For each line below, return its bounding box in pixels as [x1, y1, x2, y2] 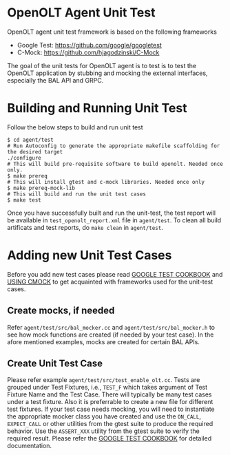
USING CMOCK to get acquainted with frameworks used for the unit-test [7, 277, 213, 286]
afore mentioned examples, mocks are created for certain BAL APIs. [7, 337, 200, 346]
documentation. [7, 442, 52, 450]
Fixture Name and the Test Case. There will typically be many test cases [7, 390, 212, 399]
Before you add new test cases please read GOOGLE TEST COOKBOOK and [7, 270, 223, 278]
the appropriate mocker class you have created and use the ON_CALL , [7, 412, 202, 421]
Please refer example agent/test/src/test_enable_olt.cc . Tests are [7, 376, 200, 384]
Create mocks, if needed [7, 305, 115, 317]
